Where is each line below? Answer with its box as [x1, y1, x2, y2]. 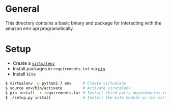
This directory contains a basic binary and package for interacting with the [5, 20, 162, 26]
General [5, 3, 40, 15]
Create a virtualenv [12, 60, 55, 66]
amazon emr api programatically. [5, 25, 74, 31]
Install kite [12, 71, 36, 77]
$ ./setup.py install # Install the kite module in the [5, 95, 156, 100]
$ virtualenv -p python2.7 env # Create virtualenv [5, 81, 126, 86]
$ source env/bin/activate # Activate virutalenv [5, 85, 131, 91]
